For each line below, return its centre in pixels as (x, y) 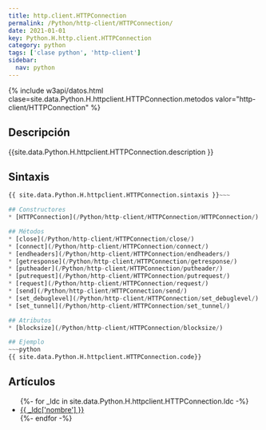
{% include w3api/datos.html (56, 90)
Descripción (39, 133)
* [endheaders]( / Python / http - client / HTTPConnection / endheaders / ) (119, 254)
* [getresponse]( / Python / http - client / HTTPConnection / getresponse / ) (123, 261)
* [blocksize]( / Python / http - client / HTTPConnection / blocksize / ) (116, 328)
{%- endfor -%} (46, 418)
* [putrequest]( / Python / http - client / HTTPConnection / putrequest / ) (119, 277)
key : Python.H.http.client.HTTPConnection (80, 38)
